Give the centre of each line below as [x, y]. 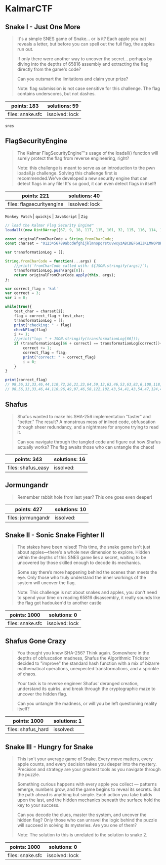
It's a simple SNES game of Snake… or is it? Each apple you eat [82, 39]
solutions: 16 [69, 459]
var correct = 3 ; [23, 293]
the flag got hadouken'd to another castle [59, 603]
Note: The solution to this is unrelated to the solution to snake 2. [82, 835]
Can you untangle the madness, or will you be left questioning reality [87, 704]
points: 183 [25, 106]
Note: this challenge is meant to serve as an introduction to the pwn [86, 168]
